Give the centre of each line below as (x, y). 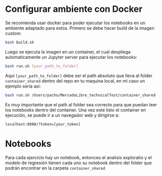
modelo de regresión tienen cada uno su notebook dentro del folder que (79, 163)
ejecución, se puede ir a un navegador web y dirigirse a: (62, 115)
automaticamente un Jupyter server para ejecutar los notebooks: (71, 57)
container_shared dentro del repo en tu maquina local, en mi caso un (75, 81)
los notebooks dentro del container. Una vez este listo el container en (76, 110)
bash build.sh (20, 42)
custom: (13, 33)
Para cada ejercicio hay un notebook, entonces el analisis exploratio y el (79, 157)
